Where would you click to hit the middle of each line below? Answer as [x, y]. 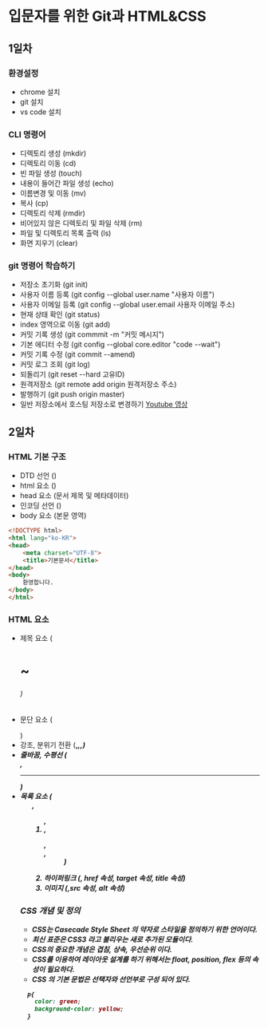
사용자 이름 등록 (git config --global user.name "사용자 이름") [117, 295]
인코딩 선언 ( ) [41, 506]
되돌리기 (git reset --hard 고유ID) [72, 374]
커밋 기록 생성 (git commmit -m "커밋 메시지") [92, 334]
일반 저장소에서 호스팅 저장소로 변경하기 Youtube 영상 [104, 405]
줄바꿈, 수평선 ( [43, 754]
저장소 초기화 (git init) [54, 285]
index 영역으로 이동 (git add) [65, 325]
